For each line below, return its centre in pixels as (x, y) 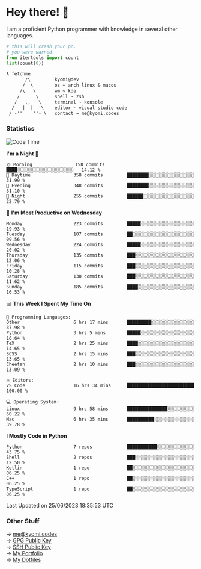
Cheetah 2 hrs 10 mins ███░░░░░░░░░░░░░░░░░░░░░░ (100, 364)
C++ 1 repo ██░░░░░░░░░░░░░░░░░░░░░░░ (100, 478)
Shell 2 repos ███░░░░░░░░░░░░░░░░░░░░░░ (100, 457)
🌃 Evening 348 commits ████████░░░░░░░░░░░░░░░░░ (100, 185)
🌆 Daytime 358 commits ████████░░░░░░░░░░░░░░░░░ (100, 175)
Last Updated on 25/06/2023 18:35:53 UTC (60, 505)
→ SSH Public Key (28, 547)
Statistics (20, 129)
